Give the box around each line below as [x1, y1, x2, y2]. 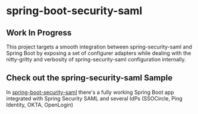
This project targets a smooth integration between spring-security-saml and [6, 43, 192, 50]
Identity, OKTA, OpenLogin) [6, 101, 73, 108]
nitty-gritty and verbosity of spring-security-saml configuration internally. [6, 56, 186, 63]
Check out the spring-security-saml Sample [6, 73, 173, 83]
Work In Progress [6, 28, 72, 38]
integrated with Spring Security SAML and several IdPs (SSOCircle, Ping [6, 95, 183, 102]
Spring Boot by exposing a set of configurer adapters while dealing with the [6, 50, 191, 57]
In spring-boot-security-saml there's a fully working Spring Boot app [6, 89, 174, 96]
